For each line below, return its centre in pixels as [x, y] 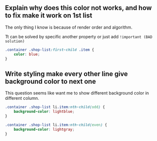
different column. [22, 98]
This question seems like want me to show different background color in [77, 93]
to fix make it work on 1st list [49, 16]
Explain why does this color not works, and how [78, 8]
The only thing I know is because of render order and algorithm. [69, 27]
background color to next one [50, 81]
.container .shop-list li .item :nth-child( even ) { [56, 125]
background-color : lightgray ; [44, 129]
